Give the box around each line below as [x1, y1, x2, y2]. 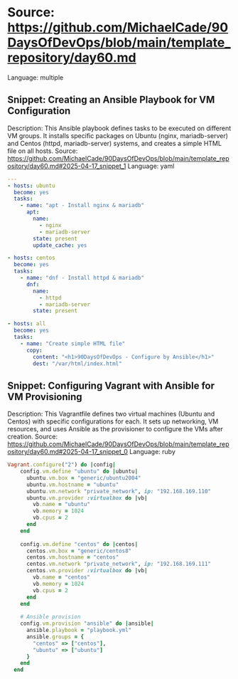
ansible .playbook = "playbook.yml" [26, 627, 132, 634]
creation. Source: [7, 432, 58, 441]
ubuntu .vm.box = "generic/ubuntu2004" [26, 474, 141, 481]
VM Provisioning [7, 391, 83, 403]
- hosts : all [7, 320, 46, 327]
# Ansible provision [20, 614, 81, 621]
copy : [26, 347, 43, 354]
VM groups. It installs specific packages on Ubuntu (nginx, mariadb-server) [7, 131, 229, 140]
